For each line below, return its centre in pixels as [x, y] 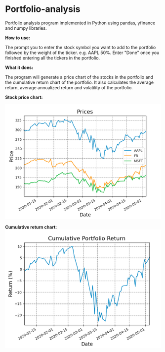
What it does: [19, 67]
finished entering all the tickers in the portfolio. [53, 58]
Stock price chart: [24, 97]
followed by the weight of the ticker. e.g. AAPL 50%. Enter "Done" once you [82, 53]
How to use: [18, 38]
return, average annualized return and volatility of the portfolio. [69, 87]
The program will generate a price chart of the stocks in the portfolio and [79, 77]
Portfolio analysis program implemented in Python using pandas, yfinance [80, 23]
